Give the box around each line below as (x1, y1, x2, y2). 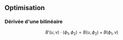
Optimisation (4, 4, 45, 12)
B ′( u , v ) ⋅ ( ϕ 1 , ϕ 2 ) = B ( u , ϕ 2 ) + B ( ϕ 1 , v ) (45, 29, 119, 36)
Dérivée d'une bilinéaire (4, 18, 63, 25)
